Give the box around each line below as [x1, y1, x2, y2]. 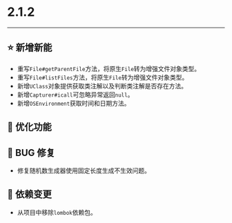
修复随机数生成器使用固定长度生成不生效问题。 [17, 166, 151, 175]
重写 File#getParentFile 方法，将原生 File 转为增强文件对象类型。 [17, 64, 201, 72]
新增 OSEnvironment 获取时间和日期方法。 [17, 99, 130, 107]
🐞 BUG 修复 [7, 146, 55, 159]
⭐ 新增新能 [7, 42, 52, 54]
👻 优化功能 [7, 122, 52, 133]
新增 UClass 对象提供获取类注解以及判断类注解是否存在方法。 [17, 81, 188, 90]
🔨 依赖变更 [7, 188, 52, 200]
